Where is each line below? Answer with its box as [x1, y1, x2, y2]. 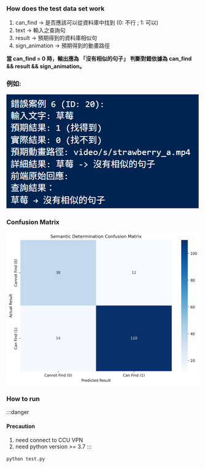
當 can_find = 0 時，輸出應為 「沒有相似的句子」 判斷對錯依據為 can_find [6, 55, 192, 63]
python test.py [6, 456, 45, 462]
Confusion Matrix [6, 218, 60, 226]
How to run [6, 394, 40, 403]
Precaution [6, 422, 36, 430]
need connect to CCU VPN [15, 436, 83, 443]
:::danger [6, 409, 29, 416]
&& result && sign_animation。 [6, 63, 85, 70]
